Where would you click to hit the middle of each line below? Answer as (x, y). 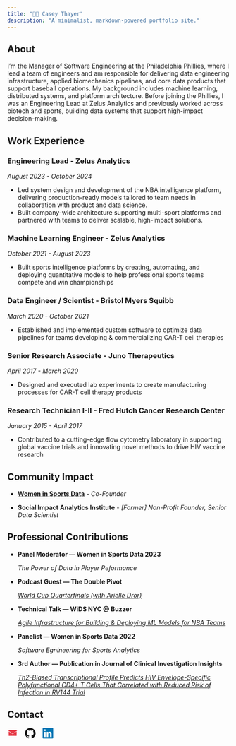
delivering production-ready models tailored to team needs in (106, 197)
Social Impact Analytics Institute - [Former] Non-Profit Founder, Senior (122, 507)
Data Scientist (38, 515)
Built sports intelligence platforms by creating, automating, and (108, 267)
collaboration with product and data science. (82, 205)
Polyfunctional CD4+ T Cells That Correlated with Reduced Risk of (114, 685)
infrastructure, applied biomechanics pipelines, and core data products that (117, 81)
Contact (25, 715)
